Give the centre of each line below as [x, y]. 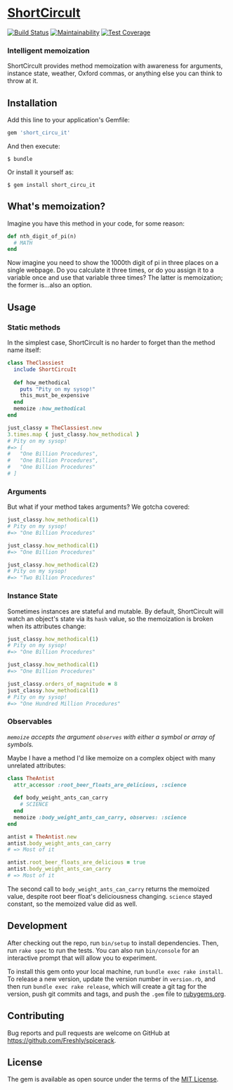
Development [38, 926]
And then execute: [34, 146]
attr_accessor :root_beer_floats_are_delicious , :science [100, 785]
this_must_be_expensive [55, 396]
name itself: [24, 350]
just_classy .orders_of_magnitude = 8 [62, 684]
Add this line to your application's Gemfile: [68, 120]
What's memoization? [56, 206]
